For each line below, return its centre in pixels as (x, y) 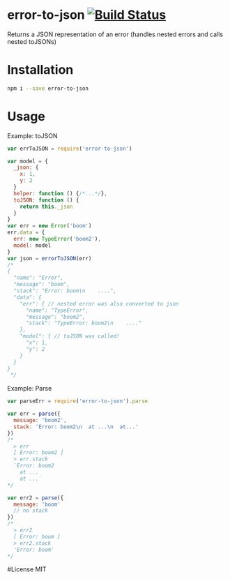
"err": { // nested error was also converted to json (99, 303)
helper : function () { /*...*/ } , (61, 193)
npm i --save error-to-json (48, 88)
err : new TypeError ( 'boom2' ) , (57, 239)
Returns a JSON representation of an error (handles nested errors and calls (115, 34)
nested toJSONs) (32, 41)
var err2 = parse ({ (36, 498)
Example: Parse (30, 389)
